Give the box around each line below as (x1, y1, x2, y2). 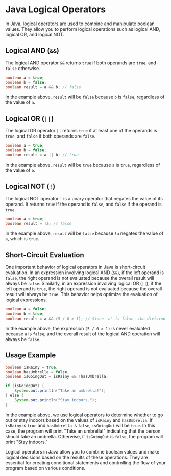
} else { (5, 393, 24, 398)
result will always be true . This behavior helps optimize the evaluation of (5, 291, 158, 298)
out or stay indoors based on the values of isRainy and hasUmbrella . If (5, 417, 153, 423)
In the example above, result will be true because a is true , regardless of (5, 162, 160, 168)
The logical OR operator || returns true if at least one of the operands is (5, 128, 157, 134)
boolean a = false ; (5, 307, 47, 312)
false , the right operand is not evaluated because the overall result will (5, 275, 154, 281)
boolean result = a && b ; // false (5, 84, 81, 90)
